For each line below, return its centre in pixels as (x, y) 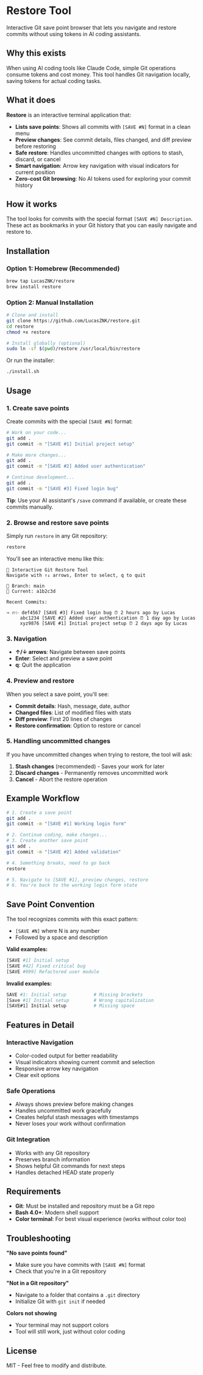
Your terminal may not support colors (62, 1325)
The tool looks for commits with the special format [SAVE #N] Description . (100, 219)
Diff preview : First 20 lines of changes (63, 719)
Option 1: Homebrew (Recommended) (63, 268)
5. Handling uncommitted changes (59, 741)
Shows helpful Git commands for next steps (70, 1166)
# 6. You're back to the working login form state (72, 885)
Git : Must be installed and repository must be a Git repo (85, 1206)
